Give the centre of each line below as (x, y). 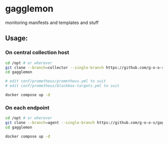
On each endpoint (27, 107)
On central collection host (37, 52)
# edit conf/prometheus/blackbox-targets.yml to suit (62, 86)
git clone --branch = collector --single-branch (54, 67)
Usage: (17, 38)
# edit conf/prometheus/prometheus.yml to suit (56, 81)
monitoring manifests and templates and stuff (52, 22)
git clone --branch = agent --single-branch (50, 123)
